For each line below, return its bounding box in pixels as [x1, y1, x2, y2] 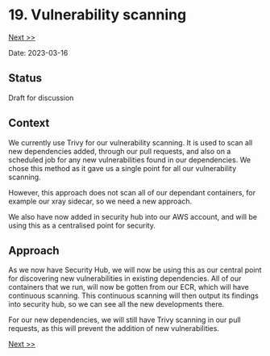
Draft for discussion [8, 93, 74, 103]
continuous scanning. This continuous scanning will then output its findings [8, 291, 260, 300]
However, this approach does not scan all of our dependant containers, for [8, 187, 256, 197]
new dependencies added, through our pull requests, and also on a [8, 146, 231, 156]
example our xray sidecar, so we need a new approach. [8, 196, 193, 206]
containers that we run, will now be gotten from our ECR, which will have [8, 283, 250, 292]
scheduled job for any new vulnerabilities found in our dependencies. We [8, 155, 251, 165]
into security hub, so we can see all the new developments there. [8, 299, 225, 309]
